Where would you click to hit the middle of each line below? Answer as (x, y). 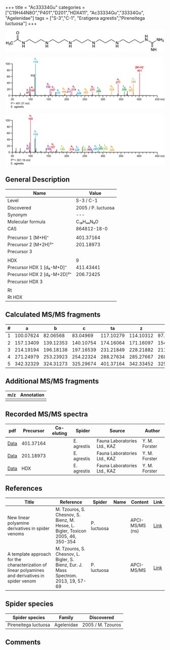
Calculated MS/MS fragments (53, 315)
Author (153, 430)
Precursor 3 (20, 252)
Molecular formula (26, 222)
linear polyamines (26, 570)
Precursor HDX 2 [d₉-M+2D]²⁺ (39, 275)
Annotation (32, 395)
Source (117, 430)
